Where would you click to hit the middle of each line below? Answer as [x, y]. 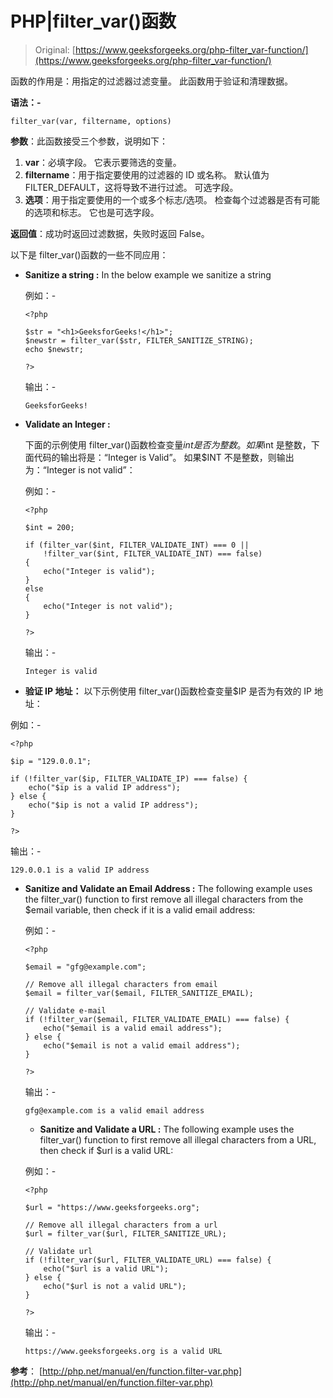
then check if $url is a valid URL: [106, 1150]
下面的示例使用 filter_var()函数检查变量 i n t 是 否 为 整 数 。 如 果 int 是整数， [168, 444]
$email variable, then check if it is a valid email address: [140, 909]
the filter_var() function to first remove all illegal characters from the [164, 899]
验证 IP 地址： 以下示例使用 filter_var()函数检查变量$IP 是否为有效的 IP [168, 691]
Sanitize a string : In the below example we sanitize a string [148, 274]
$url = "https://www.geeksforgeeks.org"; [112, 1207]
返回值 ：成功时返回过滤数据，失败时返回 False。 [110, 233]
